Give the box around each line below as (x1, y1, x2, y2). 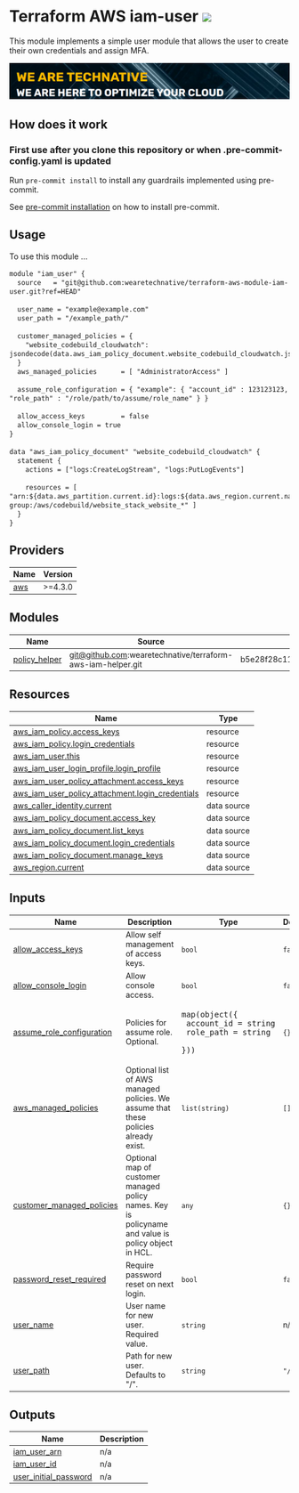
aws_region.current (12, 862, 85, 873)
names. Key (125, 1200, 169, 1211)
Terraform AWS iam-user (9, 6, 199, 27)
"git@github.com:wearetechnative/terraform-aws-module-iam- (61, 278, 289, 287)
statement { (17, 456, 62, 465)
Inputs (9, 890, 46, 905)
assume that (125, 1102, 171, 1114)
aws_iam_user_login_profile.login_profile (12, 763, 162, 774)
